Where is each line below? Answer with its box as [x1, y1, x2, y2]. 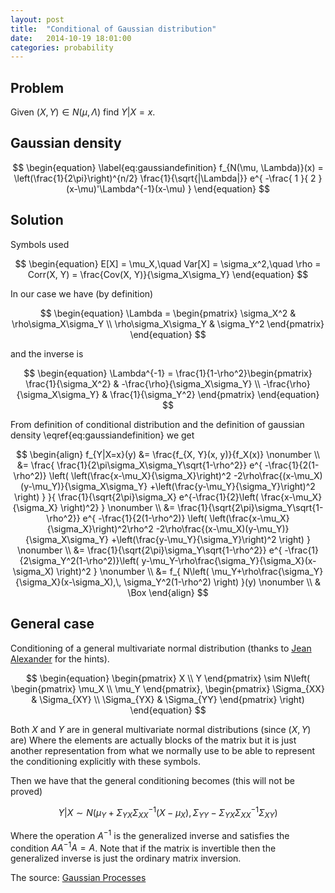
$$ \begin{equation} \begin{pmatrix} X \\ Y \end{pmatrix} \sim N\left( [25, 672, 311, 684]
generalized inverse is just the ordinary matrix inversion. [10, 852, 242, 865]
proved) [10, 785, 43, 797]
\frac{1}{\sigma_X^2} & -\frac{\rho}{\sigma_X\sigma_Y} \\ [25, 377, 261, 390]
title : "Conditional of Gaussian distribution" [10, 24, 217, 34]
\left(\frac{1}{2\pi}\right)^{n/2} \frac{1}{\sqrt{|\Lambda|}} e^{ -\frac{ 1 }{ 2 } [13, 172, 323, 184]
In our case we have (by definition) [10, 287, 154, 300]
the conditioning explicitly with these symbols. [10, 755, 201, 767]
